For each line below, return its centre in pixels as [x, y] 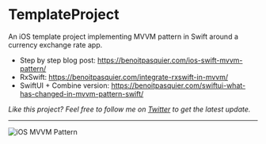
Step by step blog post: [58, 60]
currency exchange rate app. [55, 44]
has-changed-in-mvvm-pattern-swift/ [82, 93]
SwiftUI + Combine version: [64, 85]
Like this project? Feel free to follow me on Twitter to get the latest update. [129, 109]
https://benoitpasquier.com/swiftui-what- [178, 85]
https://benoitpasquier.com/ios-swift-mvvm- [170, 60]
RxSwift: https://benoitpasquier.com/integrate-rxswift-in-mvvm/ [123, 77]
